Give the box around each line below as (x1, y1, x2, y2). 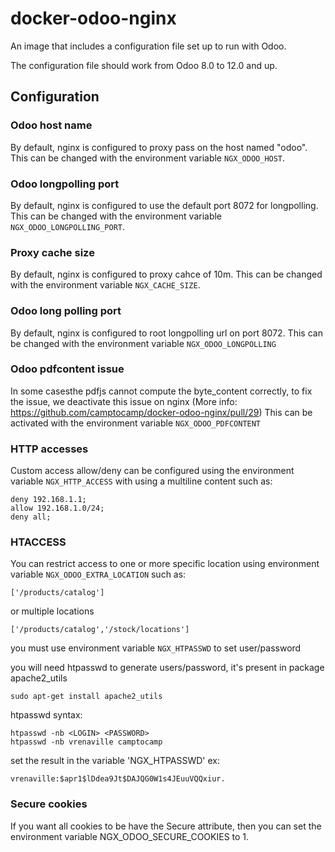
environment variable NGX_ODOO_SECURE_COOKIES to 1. (10, 830, 250, 842)
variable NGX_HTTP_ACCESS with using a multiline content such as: (10, 475, 273, 487)
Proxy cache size (10, 245, 95, 259)
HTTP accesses (10, 442, 89, 456)
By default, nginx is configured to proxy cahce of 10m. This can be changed (10, 268, 323, 281)
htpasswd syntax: (10, 709, 83, 721)
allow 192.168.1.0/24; (10, 503, 105, 514)
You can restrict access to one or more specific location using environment (10, 558, 320, 570)
